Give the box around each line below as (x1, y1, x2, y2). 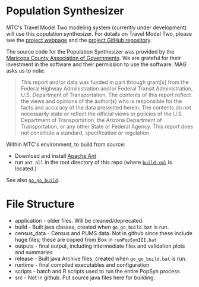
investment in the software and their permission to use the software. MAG (6, 61, 187, 68)
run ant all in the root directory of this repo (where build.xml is (14, 158, 172, 166)
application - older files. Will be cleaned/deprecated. (14, 217, 144, 224)
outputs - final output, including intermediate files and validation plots (14, 242, 185, 249)
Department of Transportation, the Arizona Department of (20, 116, 162, 123)
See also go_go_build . (6, 176, 60, 183)
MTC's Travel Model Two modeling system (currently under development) (6, 24, 187, 31)
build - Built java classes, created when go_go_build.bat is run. (14, 223, 169, 230)
